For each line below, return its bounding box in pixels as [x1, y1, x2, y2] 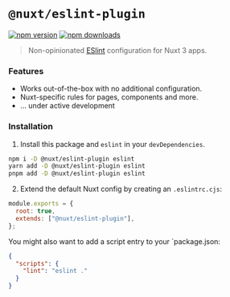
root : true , [15, 207, 56, 215]
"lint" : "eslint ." [23, 267, 88, 275]
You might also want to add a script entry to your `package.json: [8, 236, 221, 246]
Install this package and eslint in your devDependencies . [19, 139, 205, 148]
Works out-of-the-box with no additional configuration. [19, 83, 203, 94]
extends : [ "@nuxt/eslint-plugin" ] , [15, 214, 135, 222]
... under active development [19, 101, 115, 111]
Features [8, 65, 44, 76]
